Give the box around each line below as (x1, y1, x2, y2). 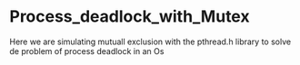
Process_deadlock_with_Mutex (9, 6, 250, 27)
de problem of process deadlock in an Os (9, 45, 165, 56)
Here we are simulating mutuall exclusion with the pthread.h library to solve (9, 36, 292, 47)
